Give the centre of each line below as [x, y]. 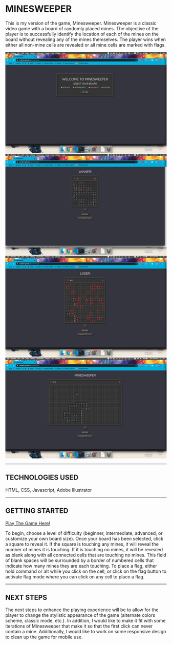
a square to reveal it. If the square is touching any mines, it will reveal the [82, 544]
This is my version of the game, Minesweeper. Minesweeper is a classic [81, 23]
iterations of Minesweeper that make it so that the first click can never [79, 626]
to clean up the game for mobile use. [44, 637]
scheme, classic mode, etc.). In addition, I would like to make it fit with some [85, 621]
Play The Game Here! [28, 523]
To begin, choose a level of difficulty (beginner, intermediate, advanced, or [84, 533]
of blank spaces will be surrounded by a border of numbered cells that [80, 560]
